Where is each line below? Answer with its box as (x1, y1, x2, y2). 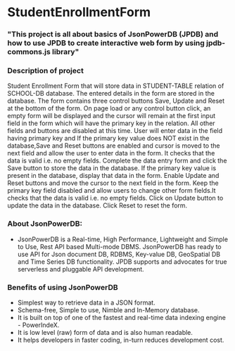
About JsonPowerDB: (7, 219, 83, 229)
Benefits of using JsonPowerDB (7, 282, 118, 292)
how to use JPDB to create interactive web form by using (7, 38, 205, 48)
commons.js (7, 47, 51, 57)
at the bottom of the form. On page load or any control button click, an (7, 104, 211, 113)
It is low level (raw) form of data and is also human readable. (17, 328, 193, 336)
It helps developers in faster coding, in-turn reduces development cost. (17, 336, 224, 344)
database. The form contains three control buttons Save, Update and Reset (7, 96, 225, 106)
